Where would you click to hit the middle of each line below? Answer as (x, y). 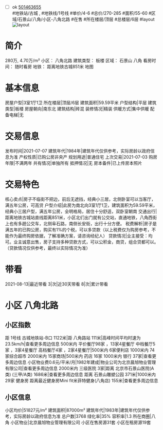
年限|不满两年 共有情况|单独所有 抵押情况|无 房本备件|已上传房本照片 (74, 163)
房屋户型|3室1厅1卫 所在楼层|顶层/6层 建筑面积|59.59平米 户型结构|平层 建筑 (81, 103)
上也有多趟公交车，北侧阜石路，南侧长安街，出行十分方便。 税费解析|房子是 (81, 223)
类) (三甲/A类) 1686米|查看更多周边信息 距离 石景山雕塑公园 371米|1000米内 (81, 374)
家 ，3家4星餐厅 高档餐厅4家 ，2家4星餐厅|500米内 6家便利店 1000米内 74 (80, 350)
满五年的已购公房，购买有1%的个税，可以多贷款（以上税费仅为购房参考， (78, 230)
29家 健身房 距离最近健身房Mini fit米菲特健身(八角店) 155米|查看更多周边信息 (81, 380)
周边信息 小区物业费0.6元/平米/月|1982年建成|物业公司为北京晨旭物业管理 (82, 362)
